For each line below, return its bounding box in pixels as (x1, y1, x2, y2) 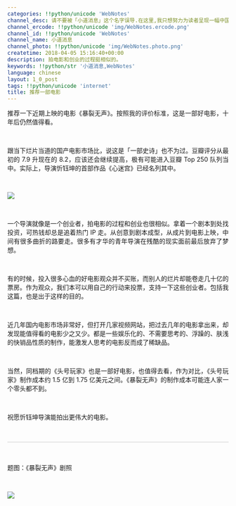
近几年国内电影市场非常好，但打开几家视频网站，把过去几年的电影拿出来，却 (7, 321, 229, 329)
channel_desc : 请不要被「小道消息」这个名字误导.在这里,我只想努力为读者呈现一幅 (7, 17, 220, 24)
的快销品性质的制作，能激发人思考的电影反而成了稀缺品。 (7, 339, 173, 347)
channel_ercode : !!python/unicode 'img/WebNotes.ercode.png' (7, 23, 190, 30)
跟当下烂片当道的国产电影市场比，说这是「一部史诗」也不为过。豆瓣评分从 (7, 146, 223, 155)
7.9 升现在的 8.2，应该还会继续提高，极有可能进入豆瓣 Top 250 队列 (22, 156, 223, 164)
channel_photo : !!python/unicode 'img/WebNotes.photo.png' (7, 43, 184, 50)
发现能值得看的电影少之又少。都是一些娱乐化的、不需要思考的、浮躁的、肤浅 (7, 329, 229, 338)
